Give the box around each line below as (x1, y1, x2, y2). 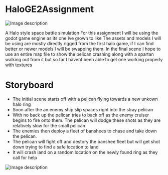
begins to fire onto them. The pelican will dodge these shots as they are (12, 117, 161, 123)
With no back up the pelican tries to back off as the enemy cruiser (12, 112, 149, 118)
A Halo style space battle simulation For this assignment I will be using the (5, 30, 158, 36)
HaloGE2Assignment (5, 4, 94, 15)
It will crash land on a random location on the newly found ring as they (12, 149, 158, 155)
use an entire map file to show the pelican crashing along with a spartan (5, 51, 154, 57)
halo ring (12, 101, 31, 107)
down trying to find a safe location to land (12, 144, 99, 150)
